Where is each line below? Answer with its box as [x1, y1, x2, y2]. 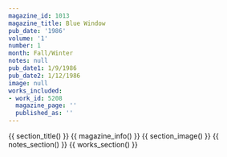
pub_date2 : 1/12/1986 [8, 72, 81, 80]
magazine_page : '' [15, 101, 78, 109]
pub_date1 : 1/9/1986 [8, 64, 78, 72]
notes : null [8, 57, 48, 65]
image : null [8, 79, 48, 87]
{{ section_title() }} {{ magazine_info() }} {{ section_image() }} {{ [8, 131, 219, 141]
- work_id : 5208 [8, 94, 63, 102]
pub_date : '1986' [8, 27, 67, 35]
